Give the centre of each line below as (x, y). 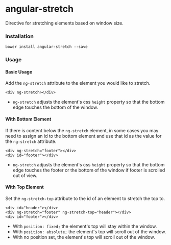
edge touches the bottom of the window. (55, 107)
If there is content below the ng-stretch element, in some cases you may (82, 130)
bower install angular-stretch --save (46, 47)
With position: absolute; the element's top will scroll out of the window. (89, 231)
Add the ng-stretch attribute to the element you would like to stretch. (78, 83)
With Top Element (25, 187)
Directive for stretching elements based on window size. (64, 23)
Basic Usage (19, 71)
